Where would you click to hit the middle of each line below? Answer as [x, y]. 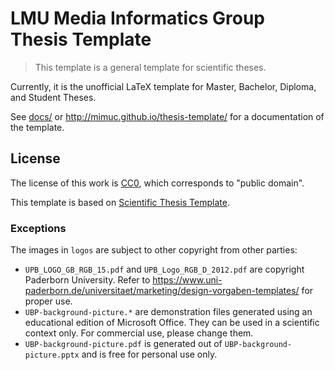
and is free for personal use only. [149, 354]
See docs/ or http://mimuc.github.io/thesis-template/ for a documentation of [167, 116]
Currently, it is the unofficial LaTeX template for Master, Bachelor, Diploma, [163, 86]
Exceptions [38, 228]
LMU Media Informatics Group [137, 18]
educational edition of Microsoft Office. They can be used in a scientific [172, 323]
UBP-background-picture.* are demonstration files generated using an [168, 312]
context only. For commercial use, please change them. [139, 333]
